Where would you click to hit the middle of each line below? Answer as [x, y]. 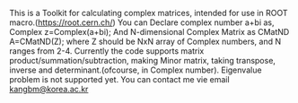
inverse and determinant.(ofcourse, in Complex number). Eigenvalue [136, 70]
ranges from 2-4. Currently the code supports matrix [107, 51]
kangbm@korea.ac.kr [49, 89]
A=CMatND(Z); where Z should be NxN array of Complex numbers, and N [145, 41]
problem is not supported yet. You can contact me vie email [120, 79]
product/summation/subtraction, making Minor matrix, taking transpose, [143, 60]
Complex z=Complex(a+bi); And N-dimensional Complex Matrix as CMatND [149, 32]
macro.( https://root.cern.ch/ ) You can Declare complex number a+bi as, [142, 22]
